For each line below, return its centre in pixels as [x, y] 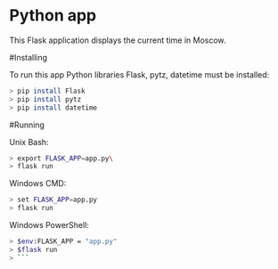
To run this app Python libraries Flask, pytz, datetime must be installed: [139, 74]
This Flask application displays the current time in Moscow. [118, 40]
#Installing [28, 57]
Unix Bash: [29, 142]
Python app [53, 16]
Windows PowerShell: [49, 225]
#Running [27, 125]
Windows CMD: [38, 183]
